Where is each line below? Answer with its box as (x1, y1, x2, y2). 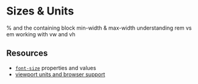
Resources (6, 48, 48, 59)
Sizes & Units (6, 4, 74, 18)
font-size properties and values (15, 64, 96, 71)
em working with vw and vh (6, 30, 76, 37)
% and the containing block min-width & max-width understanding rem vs (6, 24, 192, 31)
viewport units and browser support (15, 71, 105, 78)
